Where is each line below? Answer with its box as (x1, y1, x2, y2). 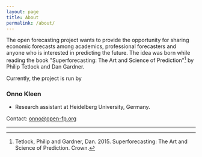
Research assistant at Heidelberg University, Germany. (14, 103, 150, 111)
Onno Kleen (6, 90, 41, 98)
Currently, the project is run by (6, 75, 82, 82)
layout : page (6, 8, 39, 15)
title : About (6, 14, 39, 20)
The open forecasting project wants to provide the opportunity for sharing (6, 37, 189, 44)
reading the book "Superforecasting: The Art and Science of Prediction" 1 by (6, 55, 194, 64)
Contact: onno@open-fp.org (6, 115, 77, 122)
